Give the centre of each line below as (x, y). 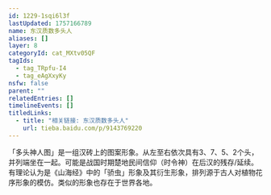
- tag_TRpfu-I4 (41, 68)
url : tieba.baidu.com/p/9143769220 (83, 128)
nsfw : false (28, 83)
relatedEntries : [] (41, 98)
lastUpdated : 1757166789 (50, 23)
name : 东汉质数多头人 (40, 31)
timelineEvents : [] (41, 106)
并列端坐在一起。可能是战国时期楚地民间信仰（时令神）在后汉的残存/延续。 (133, 162)
